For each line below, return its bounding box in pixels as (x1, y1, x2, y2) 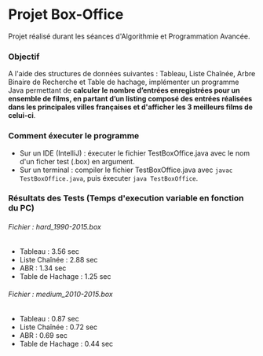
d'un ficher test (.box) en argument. (19, 156, 135, 166)
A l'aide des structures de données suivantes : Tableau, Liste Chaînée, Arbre (8, 69, 256, 79)
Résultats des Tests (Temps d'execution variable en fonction (8, 193, 244, 204)
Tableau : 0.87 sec (19, 314, 80, 323)
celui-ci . (8, 111, 36, 120)
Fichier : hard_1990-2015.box (8, 222, 102, 232)
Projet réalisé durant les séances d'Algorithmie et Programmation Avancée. (8, 31, 250, 41)
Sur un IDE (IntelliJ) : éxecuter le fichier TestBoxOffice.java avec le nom (19, 148, 250, 158)
